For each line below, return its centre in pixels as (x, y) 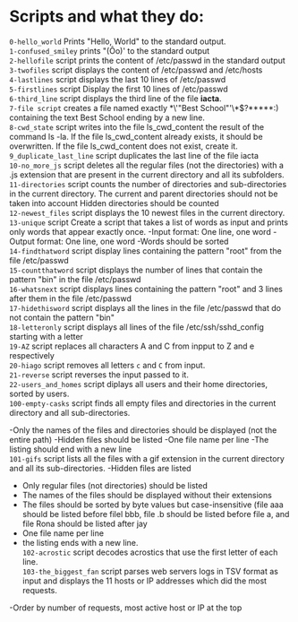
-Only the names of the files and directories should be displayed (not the (143, 430)
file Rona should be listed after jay (85, 523)
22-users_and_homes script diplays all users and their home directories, (139, 384)
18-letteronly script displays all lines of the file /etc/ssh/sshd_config (136, 327)
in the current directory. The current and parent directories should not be (144, 194)
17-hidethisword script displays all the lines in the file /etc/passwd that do (145, 307)
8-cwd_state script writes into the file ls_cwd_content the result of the (137, 126)
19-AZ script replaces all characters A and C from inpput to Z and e (132, 346)
